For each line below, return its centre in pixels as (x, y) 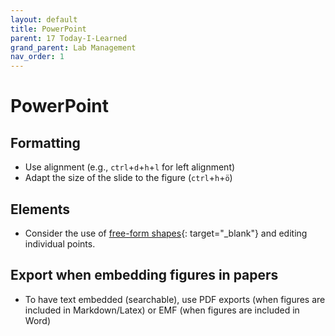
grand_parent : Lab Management (73, 47)
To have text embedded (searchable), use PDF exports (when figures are (175, 299)
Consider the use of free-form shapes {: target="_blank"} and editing (166, 233)
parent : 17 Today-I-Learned (69, 38)
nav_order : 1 (37, 57)
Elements (40, 209)
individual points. (60, 243)
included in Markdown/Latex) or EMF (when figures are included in (162, 310)
